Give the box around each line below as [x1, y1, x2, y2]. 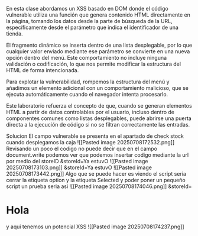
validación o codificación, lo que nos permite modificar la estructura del [6, 60, 181, 67]
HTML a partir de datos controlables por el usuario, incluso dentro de [6, 109, 175, 115]
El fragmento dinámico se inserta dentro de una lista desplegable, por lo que [6, 41, 193, 49]
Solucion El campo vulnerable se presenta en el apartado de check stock [6, 132, 184, 140]
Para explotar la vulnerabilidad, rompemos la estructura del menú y [6, 78, 170, 85]
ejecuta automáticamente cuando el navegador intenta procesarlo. [6, 91, 168, 98]
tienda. [6, 30, 23, 37]
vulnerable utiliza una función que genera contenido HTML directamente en [6, 11, 191, 18]
